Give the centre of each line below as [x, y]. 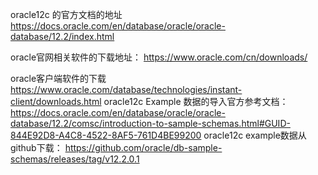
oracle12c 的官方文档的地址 [66, 14]
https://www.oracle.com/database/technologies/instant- [126, 89]
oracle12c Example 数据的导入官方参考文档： [196, 101]
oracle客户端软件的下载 [58, 78]
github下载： [36, 147]
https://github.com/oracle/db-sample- [143, 147]
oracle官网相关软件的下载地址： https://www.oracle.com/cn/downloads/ [159, 57]
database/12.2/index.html [62, 36]
